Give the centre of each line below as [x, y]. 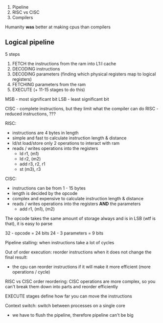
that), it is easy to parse [29, 223]
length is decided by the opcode [45, 193]
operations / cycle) [31, 272]
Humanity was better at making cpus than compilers [58, 27]
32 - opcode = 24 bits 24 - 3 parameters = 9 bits [54, 233]
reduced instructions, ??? [31, 114]
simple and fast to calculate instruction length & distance [69, 138]
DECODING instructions [36, 69]
